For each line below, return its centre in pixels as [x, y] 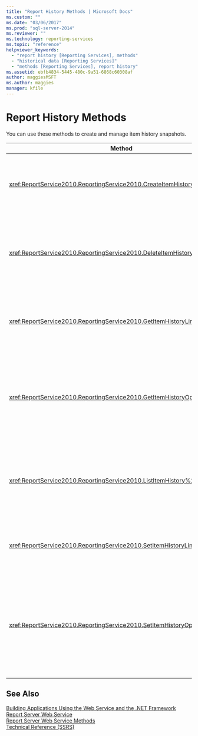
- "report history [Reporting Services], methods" [75, 55]
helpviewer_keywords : [33, 50]
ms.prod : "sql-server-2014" [41, 28]
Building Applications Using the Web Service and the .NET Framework [91, 708]
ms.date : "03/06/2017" [34, 22]
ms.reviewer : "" [26, 34]
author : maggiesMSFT [32, 77]
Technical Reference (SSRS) [40, 727]
